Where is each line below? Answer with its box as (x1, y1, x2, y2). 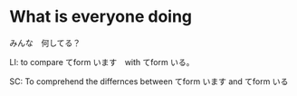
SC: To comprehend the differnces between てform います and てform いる (9, 75, 289, 87)
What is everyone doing (9, 6, 193, 27)
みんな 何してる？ (9, 37, 81, 48)
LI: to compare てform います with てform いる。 (9, 56, 195, 67)
